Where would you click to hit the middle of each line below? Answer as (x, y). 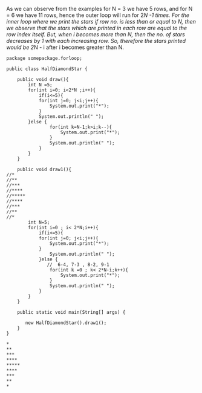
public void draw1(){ (44, 169)
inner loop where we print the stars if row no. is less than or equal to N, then (101, 21)
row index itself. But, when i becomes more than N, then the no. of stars (96, 34)
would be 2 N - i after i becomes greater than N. (65, 47)
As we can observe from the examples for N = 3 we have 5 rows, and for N (99, 9)
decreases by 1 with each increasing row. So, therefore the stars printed (96, 41)
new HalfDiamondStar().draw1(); (66, 323)
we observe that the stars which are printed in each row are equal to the (97, 28)
